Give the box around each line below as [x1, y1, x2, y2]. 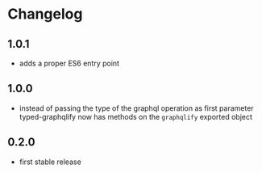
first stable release [19, 157, 81, 167]
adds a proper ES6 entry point [19, 58, 120, 68]
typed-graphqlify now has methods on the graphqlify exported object [19, 112, 253, 121]
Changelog [7, 5, 83, 23]
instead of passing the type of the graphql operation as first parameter [19, 103, 255, 113]
